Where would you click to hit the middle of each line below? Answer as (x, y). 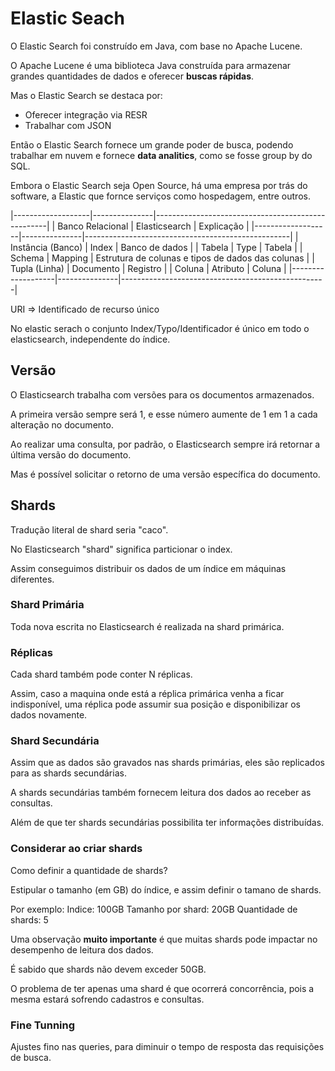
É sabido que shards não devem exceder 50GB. (108, 969)
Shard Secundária (55, 741)
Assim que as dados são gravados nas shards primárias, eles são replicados (167, 763)
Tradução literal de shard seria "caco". (89, 529)
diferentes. (32, 579)
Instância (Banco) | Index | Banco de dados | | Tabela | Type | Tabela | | (156, 247)
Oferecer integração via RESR (86, 114)
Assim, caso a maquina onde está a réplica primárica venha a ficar (147, 694)
